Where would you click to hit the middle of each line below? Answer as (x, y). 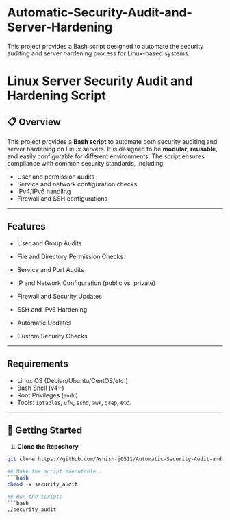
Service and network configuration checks (77, 184)
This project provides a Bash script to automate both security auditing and (112, 141)
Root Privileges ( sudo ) (48, 395)
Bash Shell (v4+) (40, 388)
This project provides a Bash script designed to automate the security (105, 46)
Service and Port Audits (50, 269)
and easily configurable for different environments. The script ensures (106, 156)
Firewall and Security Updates (60, 296)
